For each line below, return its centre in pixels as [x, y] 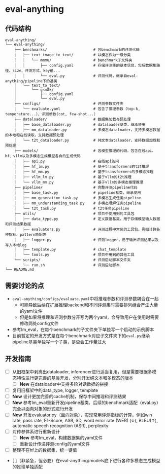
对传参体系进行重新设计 [36, 432]
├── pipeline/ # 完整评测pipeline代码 [76, 187]
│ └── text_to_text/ [37, 85]
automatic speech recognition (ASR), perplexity [60, 426]
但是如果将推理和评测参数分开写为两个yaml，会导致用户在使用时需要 [89, 317]
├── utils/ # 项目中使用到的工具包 [74, 214]
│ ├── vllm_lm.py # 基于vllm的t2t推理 [73, 177]
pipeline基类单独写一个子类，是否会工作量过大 [59, 342]
